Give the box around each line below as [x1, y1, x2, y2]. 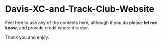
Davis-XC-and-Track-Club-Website [5, 3, 155, 15]
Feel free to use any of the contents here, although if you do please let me [5, 20, 158, 25]
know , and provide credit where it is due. [5, 24, 89, 30]
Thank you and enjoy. [5, 34, 50, 40]
